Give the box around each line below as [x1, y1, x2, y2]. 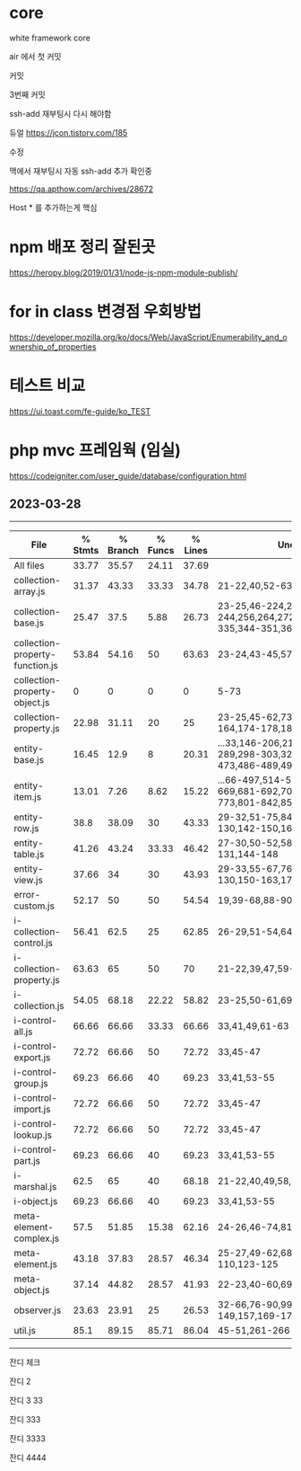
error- [13, 888, 41, 900]
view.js [13, 873, 43, 886]
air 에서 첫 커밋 [9, 50, 62, 61]
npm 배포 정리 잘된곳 [9, 237, 156, 258]
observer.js [13, 1304, 62, 1316]
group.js [13, 1077, 49, 1089]
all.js [13, 1025, 33, 1038]
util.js [13, 1324, 37, 1336]
